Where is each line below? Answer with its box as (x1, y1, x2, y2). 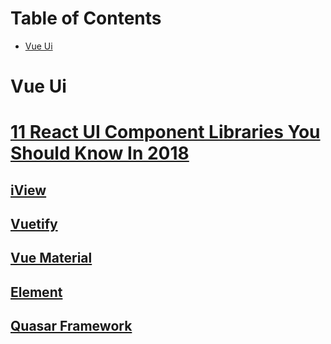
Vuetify (10, 216, 58, 233)
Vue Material (10, 250, 93, 267)
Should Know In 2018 (10, 142, 190, 165)
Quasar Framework (10, 318, 133, 335)
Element (10, 283, 63, 301)
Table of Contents (10, 7, 162, 30)
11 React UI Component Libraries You (10, 121, 321, 144)
